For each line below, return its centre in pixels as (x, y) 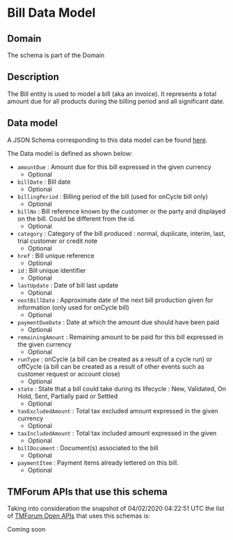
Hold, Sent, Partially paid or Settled (67, 396)
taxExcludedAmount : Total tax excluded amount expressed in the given (118, 411)
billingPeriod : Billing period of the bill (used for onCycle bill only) (113, 196)
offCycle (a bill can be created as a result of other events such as (111, 366)
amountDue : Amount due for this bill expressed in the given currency (114, 167)
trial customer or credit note (57, 241)
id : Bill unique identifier (51, 270)
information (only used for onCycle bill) (73, 307)
